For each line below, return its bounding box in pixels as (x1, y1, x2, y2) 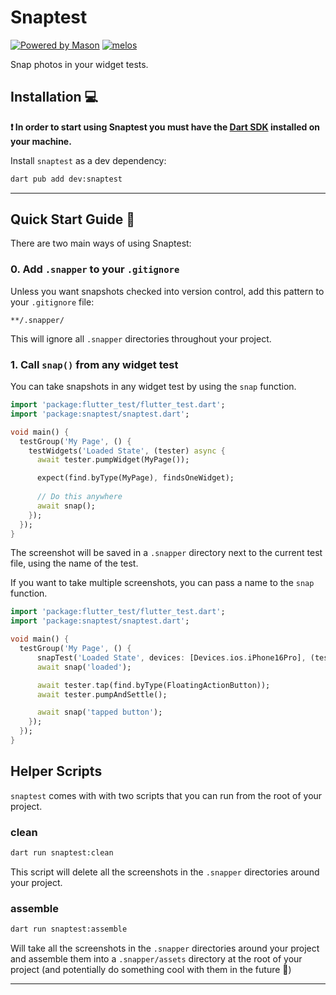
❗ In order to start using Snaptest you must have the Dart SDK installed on (10, 121, 320, 133)
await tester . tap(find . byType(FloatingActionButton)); (36, 680, 271, 690)
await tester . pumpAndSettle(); (36, 689, 168, 700)
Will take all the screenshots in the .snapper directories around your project (10, 942, 320, 955)
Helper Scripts (10, 763, 103, 780)
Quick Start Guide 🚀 (10, 211, 135, 228)
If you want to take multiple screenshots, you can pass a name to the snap (10, 577, 315, 589)
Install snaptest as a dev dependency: (10, 154, 167, 166)
